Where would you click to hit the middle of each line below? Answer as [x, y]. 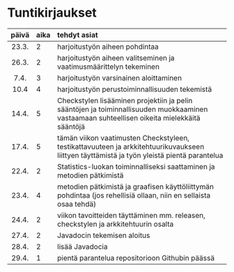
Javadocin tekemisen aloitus [103, 235]
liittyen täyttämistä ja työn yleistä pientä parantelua [140, 155]
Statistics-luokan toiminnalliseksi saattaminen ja [136, 166]
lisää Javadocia [82, 246]
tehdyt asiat [78, 35]
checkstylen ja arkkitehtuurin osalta [115, 224]
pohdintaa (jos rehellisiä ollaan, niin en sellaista [134, 195]
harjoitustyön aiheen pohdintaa [108, 47]
